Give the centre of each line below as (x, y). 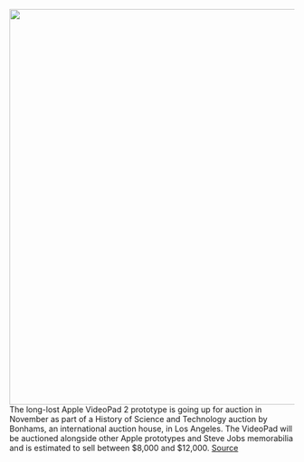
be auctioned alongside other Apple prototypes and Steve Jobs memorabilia (152, 438)
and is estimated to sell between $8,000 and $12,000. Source (124, 448)
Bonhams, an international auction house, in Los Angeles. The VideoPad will (151, 429)
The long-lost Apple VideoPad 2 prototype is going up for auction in (136, 410)
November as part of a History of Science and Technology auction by (139, 419)
